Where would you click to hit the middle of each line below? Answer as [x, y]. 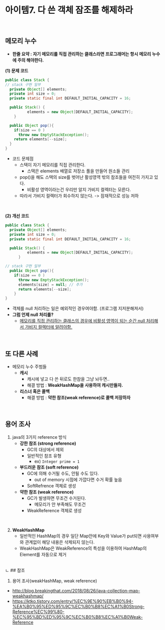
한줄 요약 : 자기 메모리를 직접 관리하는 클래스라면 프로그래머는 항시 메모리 [82, 54]
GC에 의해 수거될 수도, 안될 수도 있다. [63, 473]
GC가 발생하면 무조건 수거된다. [56, 498]
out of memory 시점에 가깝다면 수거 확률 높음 [78, 479]
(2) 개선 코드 [17, 216]
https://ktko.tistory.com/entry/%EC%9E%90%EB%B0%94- [73, 601]
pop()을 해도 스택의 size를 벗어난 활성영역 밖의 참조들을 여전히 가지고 [86, 177]
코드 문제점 [23, 158]
